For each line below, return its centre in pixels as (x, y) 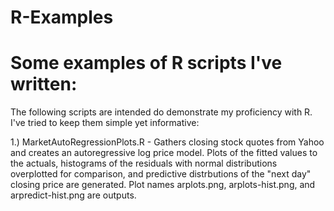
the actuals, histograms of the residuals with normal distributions (144, 163)
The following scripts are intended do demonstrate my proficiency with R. (161, 112)
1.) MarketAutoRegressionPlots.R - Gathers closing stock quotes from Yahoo (167, 142)
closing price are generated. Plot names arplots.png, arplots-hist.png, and (163, 185)
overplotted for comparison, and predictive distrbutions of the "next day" (161, 174)
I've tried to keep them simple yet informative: (105, 123)
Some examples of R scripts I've (146, 63)
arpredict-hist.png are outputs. (73, 195)
